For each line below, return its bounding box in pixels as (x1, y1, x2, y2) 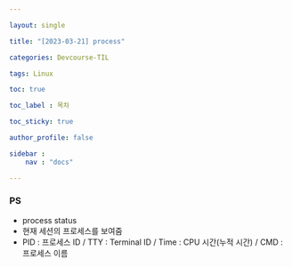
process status (21, 214, 77, 225)
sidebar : (9, 149, 46, 158)
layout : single (9, 20, 66, 29)
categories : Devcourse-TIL (9, 53, 109, 62)
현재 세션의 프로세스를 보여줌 (21, 225, 123, 236)
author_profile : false (9, 133, 93, 142)
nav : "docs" (25, 158, 74, 166)
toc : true (9, 85, 46, 94)
